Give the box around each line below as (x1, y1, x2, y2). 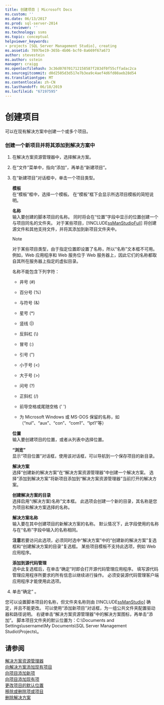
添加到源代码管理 (12, 560, 47, 566)
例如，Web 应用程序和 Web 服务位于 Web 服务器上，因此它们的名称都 (12, 252, 153, 258)
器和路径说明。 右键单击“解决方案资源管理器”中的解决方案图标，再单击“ (5, 611, 149, 617)
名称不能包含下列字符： (12, 268, 60, 274)
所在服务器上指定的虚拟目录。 (20, 258, 81, 264)
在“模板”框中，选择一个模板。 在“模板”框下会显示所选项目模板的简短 (12, 191, 150, 197)
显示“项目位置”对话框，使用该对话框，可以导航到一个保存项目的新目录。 (12, 453, 158, 459)
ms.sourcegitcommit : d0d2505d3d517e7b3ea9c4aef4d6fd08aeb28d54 (5, 71, 137, 76)
